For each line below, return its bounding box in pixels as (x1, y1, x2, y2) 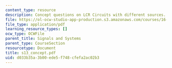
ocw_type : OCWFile (5, 31, 45, 36)
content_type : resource (5, 7, 56, 13)
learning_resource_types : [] (5, 27, 68, 32)
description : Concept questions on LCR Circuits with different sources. (5, 12, 166, 17)
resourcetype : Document (5, 46, 56, 51)
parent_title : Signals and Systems (5, 36, 81, 41)
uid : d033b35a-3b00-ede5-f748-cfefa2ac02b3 (5, 55, 100, 60)
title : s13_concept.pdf (5, 50, 56, 55)
